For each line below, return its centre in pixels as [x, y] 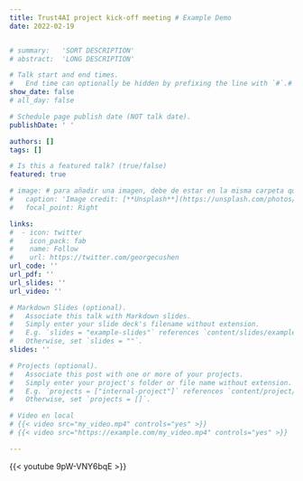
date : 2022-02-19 [42, 26]
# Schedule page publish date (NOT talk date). [101, 117]
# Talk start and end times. [64, 75]
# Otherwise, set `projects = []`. [80, 400]
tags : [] [26, 150]
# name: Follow [44, 250]
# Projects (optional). [54, 366]
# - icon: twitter [46, 232]
